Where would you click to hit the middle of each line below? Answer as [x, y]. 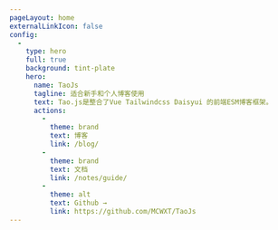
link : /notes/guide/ [88, 177]
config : [24, 34]
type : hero [46, 52]
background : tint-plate [71, 69]
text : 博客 [69, 136]
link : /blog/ [74, 144]
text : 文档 [69, 169]
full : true [46, 60]
